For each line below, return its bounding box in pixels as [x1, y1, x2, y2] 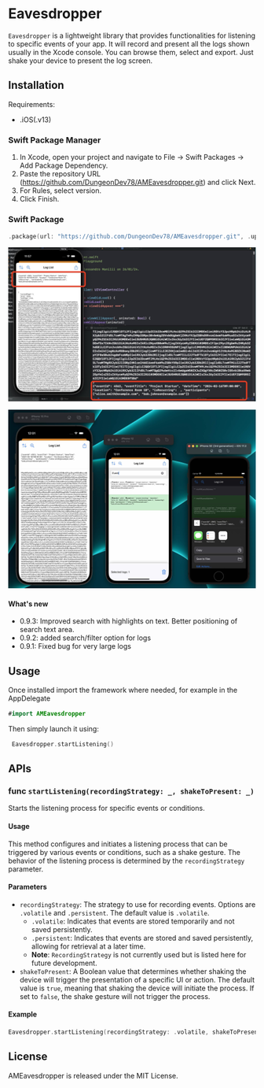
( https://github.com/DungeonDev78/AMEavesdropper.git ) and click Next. [19, 178, 256, 187]
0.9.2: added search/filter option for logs [19, 633, 152, 642]
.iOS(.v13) [19, 115, 52, 124]
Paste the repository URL [19, 169, 101, 179]
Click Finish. [19, 194, 60, 204]
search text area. [19, 625, 75, 635]
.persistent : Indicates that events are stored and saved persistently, [31, 933, 254, 942]
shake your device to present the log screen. [8, 56, 153, 65]
